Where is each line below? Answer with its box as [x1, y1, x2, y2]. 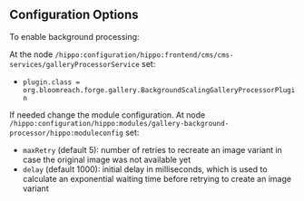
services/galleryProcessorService [9, 60, 141, 69]
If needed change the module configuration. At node [9, 109, 206, 120]
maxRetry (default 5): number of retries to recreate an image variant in [22, 144, 283, 155]
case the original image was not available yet [22, 154, 191, 165]
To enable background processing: [9, 31, 140, 42]
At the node [9, 49, 54, 60]
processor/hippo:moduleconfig [9, 129, 124, 138]
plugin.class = [22, 77, 81, 87]
